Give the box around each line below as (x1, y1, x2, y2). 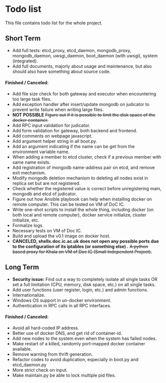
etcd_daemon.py (12, 362, 47, 368)
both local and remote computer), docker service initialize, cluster (12, 212, 147, 218)
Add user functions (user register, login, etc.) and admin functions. (12, 286, 149, 293)
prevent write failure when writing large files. (12, 107, 104, 112)
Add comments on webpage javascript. (12, 133, 93, 139)
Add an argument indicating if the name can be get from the (12, 143, 135, 149)
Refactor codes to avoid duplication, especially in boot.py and (12, 356, 139, 362)
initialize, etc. (12, 217, 40, 223)
